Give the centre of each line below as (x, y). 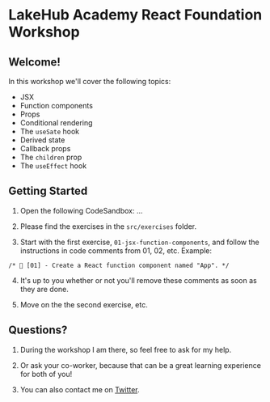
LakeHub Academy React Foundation (135, 15)
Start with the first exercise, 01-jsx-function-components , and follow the (140, 242)
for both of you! (46, 374)
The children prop (51, 157)
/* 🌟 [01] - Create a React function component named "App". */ (119, 265)
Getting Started (48, 191)
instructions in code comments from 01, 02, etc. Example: (116, 250)
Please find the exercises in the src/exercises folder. (108, 226)
